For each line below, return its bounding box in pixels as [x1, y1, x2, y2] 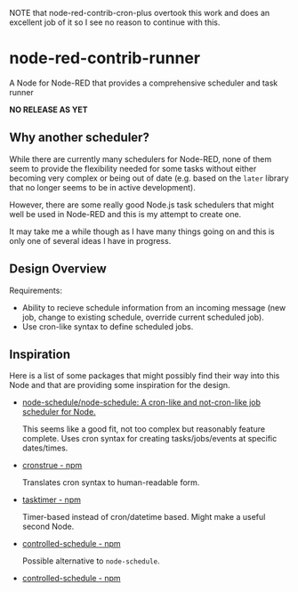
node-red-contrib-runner [9, 48, 201, 69]
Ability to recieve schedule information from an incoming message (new [21, 302, 286, 312]
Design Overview [9, 262, 107, 277]
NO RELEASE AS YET [9, 104, 88, 115]
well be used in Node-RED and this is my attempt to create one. [9, 208, 242, 219]
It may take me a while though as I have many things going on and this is [9, 226, 276, 237]
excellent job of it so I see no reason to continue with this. [9, 17, 221, 28]
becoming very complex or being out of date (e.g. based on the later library [9, 173, 289, 183]
